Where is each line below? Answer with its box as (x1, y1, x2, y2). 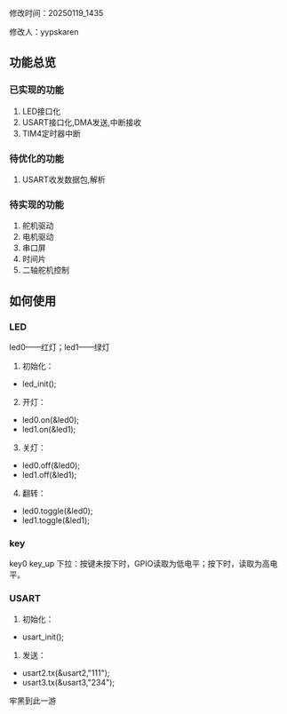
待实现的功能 (9, 198, 65, 210)
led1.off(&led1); (21, 469, 77, 480)
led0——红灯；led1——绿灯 (9, 341, 110, 353)
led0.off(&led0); (21, 460, 81, 471)
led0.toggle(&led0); (21, 505, 93, 516)
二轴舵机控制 (21, 265, 69, 275)
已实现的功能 (9, 83, 65, 96)
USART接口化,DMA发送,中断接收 (21, 116, 142, 127)
